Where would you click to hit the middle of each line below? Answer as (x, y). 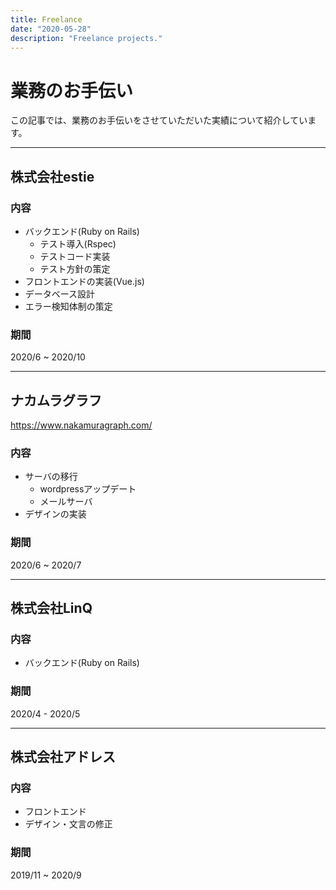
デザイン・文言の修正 (68, 824)
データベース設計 (60, 294)
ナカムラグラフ (56, 400)
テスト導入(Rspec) (78, 244)
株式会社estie (52, 176)
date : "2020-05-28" (51, 29)
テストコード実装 (75, 256)
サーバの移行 (51, 477)
